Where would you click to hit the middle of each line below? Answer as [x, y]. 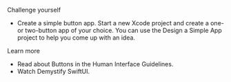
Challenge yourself [34, 10]
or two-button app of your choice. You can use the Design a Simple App [119, 30]
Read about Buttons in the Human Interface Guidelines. [95, 64]
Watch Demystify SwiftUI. [53, 71]
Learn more [23, 51]
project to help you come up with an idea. [76, 38]
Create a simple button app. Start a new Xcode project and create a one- [120, 23]
